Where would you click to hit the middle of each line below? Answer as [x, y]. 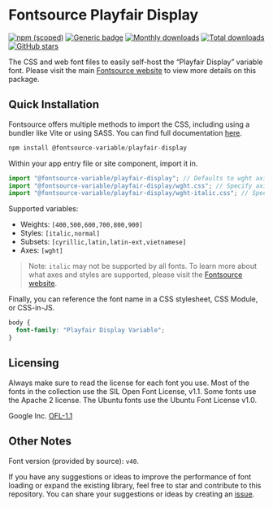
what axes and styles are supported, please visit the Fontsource [135, 275]
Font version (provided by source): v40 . [74, 461]
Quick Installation [54, 104]
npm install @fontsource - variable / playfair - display [97, 148]
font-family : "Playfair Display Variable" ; [90, 331]
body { [19, 323]
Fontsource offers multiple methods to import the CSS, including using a [129, 124]
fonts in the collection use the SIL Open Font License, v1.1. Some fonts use [132, 391]
